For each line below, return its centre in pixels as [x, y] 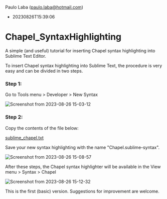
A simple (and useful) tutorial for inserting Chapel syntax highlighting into [80, 50]
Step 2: [14, 117]
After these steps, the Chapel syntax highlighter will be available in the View [83, 167]
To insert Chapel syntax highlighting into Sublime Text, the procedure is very [84, 65]
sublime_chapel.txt [24, 138]
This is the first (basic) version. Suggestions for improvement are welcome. [82, 191]
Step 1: [13, 84]
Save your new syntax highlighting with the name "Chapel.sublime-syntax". [83, 147]
